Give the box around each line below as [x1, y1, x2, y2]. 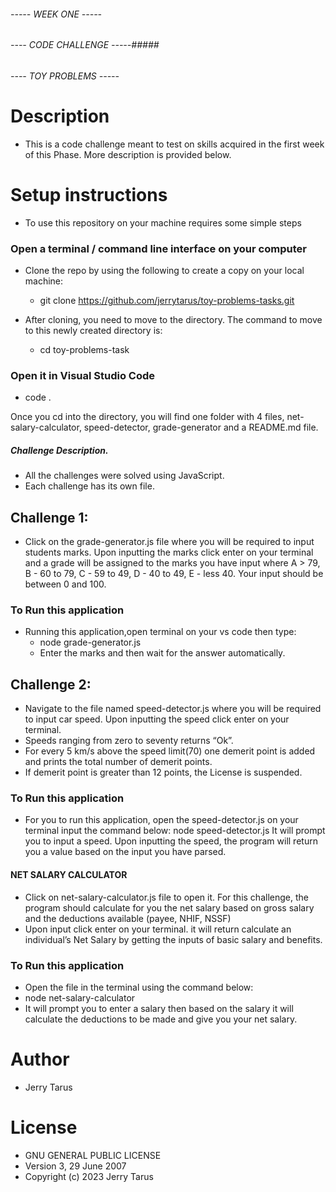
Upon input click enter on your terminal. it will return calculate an [24, 923, 292, 935]
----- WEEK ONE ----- [10, 8, 103, 20]
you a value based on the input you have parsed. [24, 846, 227, 858]
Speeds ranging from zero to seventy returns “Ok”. [24, 735, 234, 747]
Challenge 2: [10, 676, 92, 693]
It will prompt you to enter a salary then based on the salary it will [24, 1002, 294, 1014]
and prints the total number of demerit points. [24, 756, 213, 768]
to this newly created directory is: [24, 324, 163, 336]
